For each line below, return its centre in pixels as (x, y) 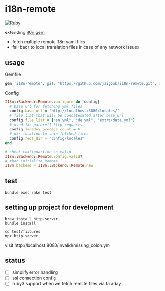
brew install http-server (31, 219)
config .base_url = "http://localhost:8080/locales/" (65, 111)
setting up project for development (59, 208)
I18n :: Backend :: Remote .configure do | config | (52, 102)
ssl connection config (34, 278)
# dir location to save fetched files (49, 134)
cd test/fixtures (23, 232)
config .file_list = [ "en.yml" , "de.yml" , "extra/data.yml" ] (72, 120)
